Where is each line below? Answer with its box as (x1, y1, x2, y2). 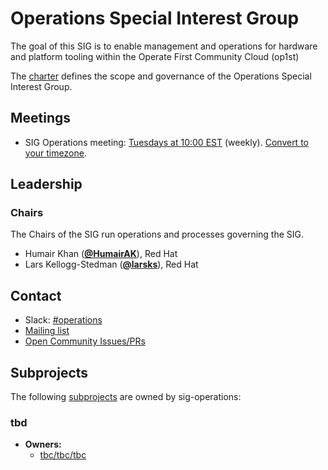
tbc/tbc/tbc (39, 449, 87, 461)
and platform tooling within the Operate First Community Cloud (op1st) (10, 50, 300, 62)
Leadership (10, 176, 83, 193)
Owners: (24, 438, 62, 451)
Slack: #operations (24, 314, 103, 326)
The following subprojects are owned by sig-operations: (10, 391, 242, 403)
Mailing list (24, 325, 70, 337)
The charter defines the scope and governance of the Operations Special (10, 70, 312, 82)
